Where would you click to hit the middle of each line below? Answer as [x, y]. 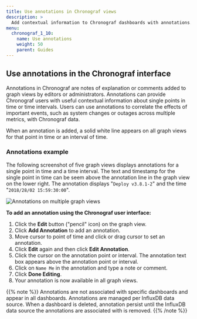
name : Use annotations [44, 39]
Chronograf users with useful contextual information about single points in [96, 100]
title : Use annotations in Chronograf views [61, 11]
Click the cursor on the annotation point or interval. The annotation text [100, 255]
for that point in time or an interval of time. [57, 137]
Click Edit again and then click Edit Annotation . [72, 249]
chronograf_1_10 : [33, 34]
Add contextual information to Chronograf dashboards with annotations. [102, 22]
